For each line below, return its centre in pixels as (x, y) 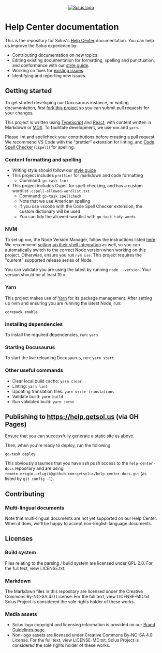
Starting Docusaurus (30, 347)
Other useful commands (34, 370)
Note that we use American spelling (55, 201)
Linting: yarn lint (30, 386)
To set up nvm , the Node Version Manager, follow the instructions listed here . (81, 239)
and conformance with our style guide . (51, 65)
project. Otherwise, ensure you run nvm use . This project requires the (73, 255)
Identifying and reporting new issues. (49, 76)
